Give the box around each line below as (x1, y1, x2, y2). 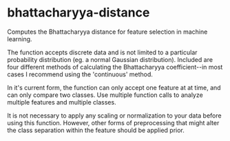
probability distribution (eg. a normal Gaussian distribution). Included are (7, 55, 213, 63)
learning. (7, 34, 32, 43)
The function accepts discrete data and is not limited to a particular (7, 48, 198, 56)
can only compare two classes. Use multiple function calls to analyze (7, 91, 203, 99)
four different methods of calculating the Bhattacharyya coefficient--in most (7, 63, 223, 71)
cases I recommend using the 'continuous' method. (7, 70, 154, 78)
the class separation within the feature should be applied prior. (7, 126, 185, 134)
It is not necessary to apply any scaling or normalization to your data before (7, 111, 222, 120)
